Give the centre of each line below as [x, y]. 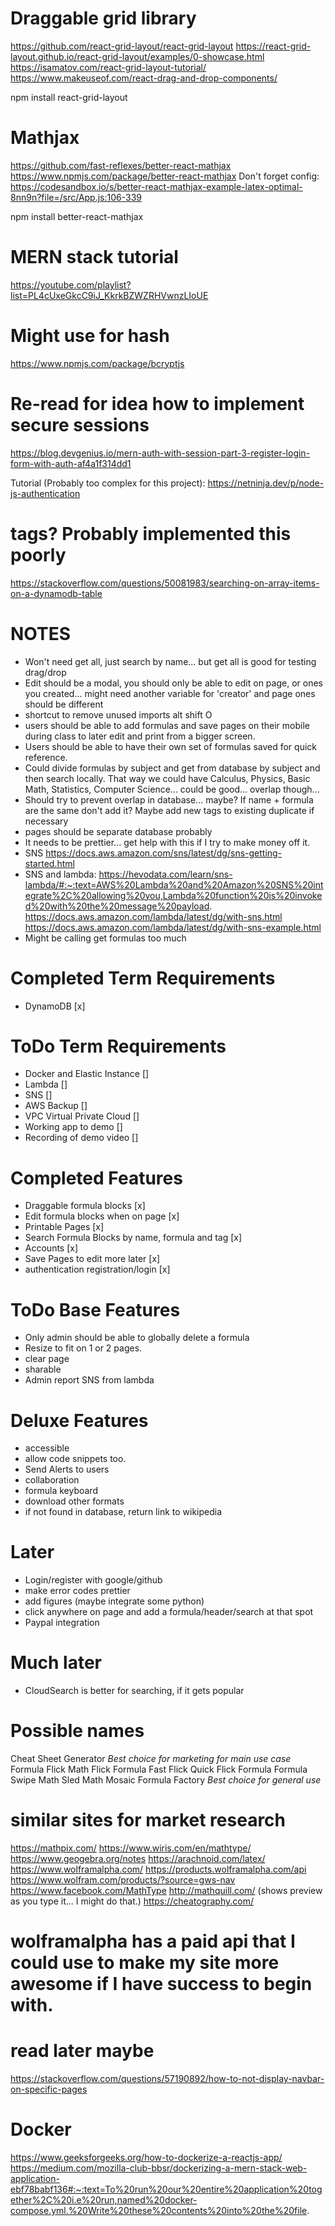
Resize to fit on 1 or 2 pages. [83, 1348]
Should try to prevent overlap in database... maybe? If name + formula [169, 799]
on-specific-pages [49, 2089]
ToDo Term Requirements [118, 1046]
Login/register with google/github [93, 1580]
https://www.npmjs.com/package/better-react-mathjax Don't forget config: [165, 176]
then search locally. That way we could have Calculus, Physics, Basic [167, 778]
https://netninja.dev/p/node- [266, 483]
